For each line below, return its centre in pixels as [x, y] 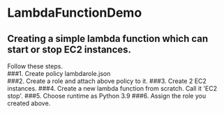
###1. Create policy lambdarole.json [59, 74]
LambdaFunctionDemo [75, 13]
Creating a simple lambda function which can [108, 39]
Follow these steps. [35, 66]
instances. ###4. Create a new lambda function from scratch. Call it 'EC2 [112, 88]
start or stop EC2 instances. [69, 49]
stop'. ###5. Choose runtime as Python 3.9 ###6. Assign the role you [107, 96]
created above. [29, 103]
